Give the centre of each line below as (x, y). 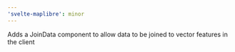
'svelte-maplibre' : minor (46, 14)
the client (21, 42)
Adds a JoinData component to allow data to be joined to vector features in (118, 34)
